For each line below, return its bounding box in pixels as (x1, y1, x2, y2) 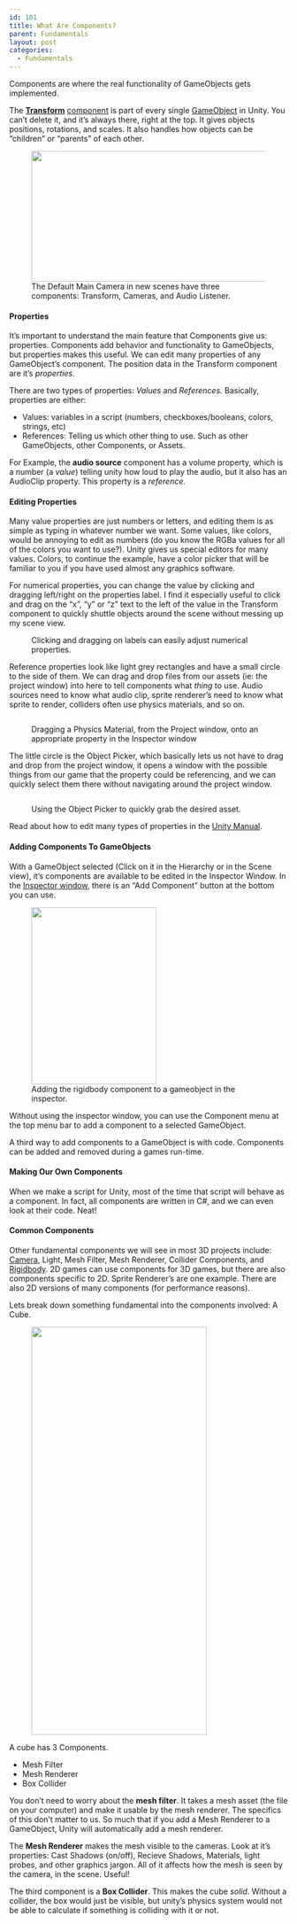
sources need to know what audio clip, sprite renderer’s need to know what (9, 690, 284, 701)
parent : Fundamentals (9, 29, 89, 38)
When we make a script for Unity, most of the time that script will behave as (9, 1186, 286, 1197)
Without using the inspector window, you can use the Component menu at (9, 1110, 279, 1121)
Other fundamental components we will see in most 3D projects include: (9, 1245, 272, 1256)
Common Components (9, 1225, 95, 1236)
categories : (9, 46, 53, 55)
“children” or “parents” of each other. (9, 134, 145, 144)
